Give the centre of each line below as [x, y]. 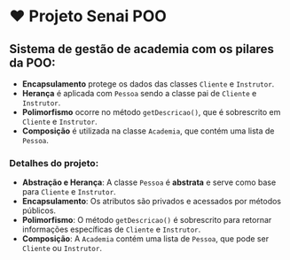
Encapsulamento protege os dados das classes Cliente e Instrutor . [148, 84]
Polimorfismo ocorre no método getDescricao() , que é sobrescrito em [151, 112]
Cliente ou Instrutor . [62, 249]
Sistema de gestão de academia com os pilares [142, 49]
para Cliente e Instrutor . [69, 192]
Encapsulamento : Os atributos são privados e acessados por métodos [152, 202]
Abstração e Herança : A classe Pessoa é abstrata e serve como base [149, 182]
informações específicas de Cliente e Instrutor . [111, 229]
